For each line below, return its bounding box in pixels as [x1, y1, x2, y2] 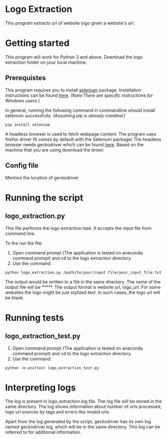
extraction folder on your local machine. [5, 59, 87, 65]
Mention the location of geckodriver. [5, 175, 80, 181]
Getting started [5, 37, 70, 49]
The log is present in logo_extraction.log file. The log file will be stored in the [5, 398, 162, 405]
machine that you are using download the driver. [5, 147, 105, 153]
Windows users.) [5, 97, 40, 103]
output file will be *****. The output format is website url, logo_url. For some [5, 284, 161, 290]
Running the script [5, 192, 84, 203]
